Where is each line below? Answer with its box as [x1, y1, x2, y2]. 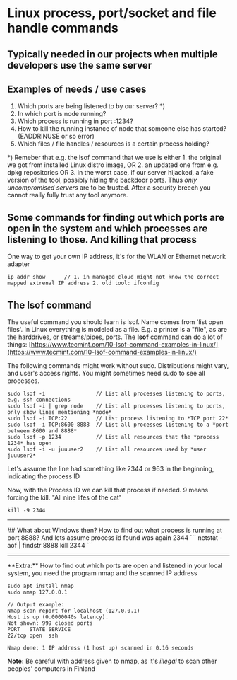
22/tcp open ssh [7, 632, 59, 640]
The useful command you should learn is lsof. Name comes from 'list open [7, 318, 224, 326]
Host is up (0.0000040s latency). [7, 613, 109, 621]
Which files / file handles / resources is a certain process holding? [17, 139, 209, 148]
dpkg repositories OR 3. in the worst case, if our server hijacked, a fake [7, 168, 214, 177]
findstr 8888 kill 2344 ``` [22, 541, 93, 550]
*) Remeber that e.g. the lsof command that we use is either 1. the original [7, 154, 221, 162]
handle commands [7, 20, 119, 36]
